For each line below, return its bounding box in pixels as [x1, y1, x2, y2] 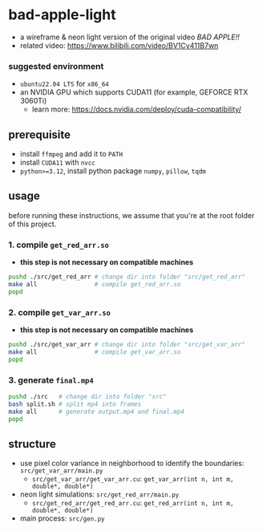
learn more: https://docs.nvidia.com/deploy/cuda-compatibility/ [31, 104, 242, 114]
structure [8, 437, 56, 451]
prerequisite [8, 128, 71, 141]
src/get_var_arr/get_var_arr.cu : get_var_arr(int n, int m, [31, 474, 234, 484]
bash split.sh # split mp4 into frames [8, 399, 142, 408]
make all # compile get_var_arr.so [8, 347, 181, 356]
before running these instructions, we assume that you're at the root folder [8, 210, 255, 220]
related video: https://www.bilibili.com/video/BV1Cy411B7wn [19, 40, 219, 50]
